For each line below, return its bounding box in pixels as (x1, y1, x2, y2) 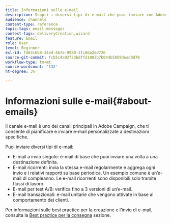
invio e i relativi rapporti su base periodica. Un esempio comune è (12, 170, 151, 176)
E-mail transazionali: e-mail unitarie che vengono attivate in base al (12, 191, 154, 198)
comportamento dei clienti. (12, 197, 70, 203)
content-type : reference (5, 21, 58, 27)
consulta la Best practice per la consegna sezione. (5, 212, 111, 218)
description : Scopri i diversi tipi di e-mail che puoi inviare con (5, 12, 154, 17)
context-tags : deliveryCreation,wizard (5, 31, 90, 36)
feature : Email (5, 36, 38, 41)
